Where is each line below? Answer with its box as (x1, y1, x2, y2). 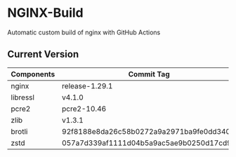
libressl (11, 93, 35, 102)
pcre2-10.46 (62, 104, 107, 114)
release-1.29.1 (62, 81, 113, 90)
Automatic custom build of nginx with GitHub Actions (7, 28, 161, 36)
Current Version (7, 48, 79, 60)
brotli (11, 126, 28, 136)
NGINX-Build (7, 5, 84, 21)
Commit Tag (128, 69, 170, 78)
